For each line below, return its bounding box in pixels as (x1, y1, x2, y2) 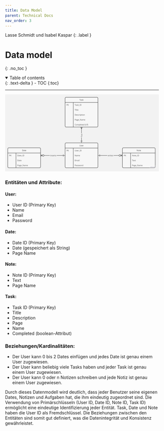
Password (12, 217, 33, 223)
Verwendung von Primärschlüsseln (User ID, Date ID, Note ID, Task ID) (5, 400, 146, 406)
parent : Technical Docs (5, 13, 54, 18)
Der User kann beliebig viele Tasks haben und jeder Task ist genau (12, 364, 146, 370)
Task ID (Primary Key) (12, 304, 56, 310)
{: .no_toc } (5, 65, 27, 71)
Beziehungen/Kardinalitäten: (5, 343, 75, 349)
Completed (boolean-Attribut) (12, 330, 72, 337)
